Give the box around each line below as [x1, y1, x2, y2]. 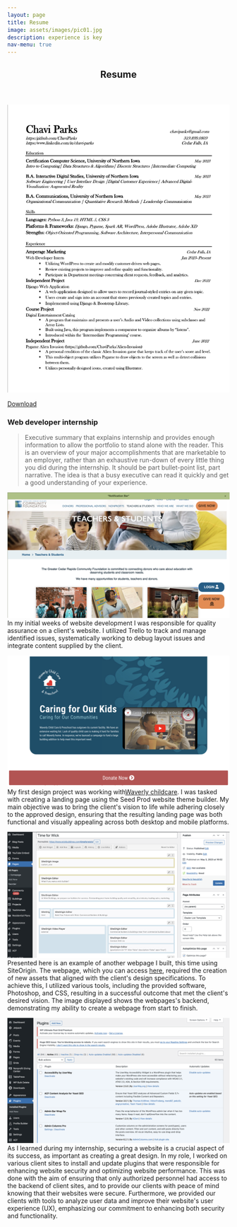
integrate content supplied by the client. [7, 641, 123, 650]
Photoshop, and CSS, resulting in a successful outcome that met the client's [7, 989, 229, 997]
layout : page [7, 11, 46, 18]
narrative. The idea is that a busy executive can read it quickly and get [24, 471, 229, 479]
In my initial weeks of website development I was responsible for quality [7, 619, 217, 627]
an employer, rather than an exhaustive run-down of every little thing [24, 456, 224, 465]
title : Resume [7, 18, 49, 26]
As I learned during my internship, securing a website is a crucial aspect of [7, 1144, 224, 1152]
